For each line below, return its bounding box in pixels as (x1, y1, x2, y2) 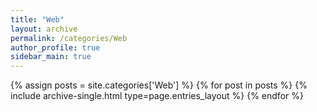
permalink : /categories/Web (10, 33, 128, 43)
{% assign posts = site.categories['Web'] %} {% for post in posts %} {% (10, 79, 308, 91)
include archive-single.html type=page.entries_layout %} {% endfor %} (10, 90, 304, 102)
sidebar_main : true (10, 52, 92, 62)
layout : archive (10, 24, 78, 34)
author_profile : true (10, 42, 101, 53)
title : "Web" (10, 14, 65, 25)
